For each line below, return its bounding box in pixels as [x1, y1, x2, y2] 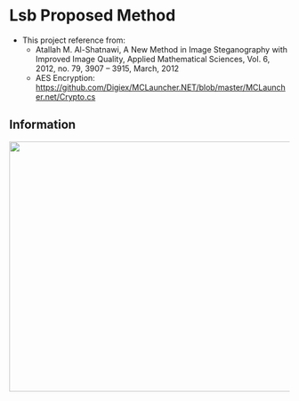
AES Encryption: [35, 72, 95, 83]
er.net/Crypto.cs [35, 91, 96, 102]
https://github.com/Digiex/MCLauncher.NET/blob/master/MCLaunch [35, 82, 287, 92]
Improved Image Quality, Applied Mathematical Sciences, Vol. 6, [35, 53, 271, 64]
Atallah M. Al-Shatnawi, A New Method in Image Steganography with [35, 44, 287, 54]
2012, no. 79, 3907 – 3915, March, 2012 [35, 63, 180, 74]
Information [9, 117, 77, 132]
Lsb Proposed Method [9, 5, 176, 26]
